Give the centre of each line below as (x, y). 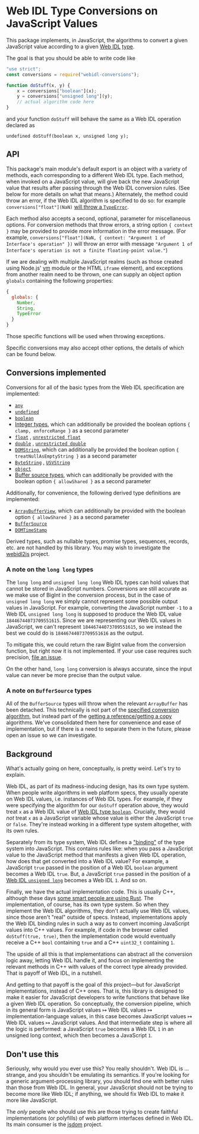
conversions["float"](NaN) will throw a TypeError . (68, 206)
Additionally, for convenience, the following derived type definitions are (94, 493)
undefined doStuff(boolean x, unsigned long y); (67, 136)
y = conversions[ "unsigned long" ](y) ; (65, 97)
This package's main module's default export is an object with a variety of (97, 169)
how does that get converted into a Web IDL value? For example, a (87, 861)
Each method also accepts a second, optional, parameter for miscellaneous (99, 218)
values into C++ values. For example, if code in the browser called (87, 930)
